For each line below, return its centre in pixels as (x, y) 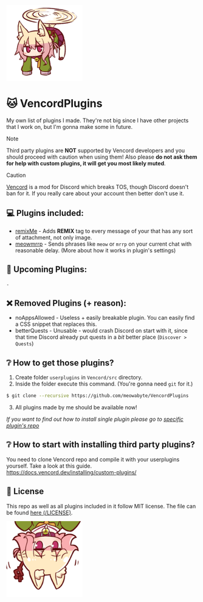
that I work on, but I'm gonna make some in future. (70, 126)
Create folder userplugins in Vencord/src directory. (79, 378)
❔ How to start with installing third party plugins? (101, 445)
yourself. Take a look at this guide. (49, 466)
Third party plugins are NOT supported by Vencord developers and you (96, 150)
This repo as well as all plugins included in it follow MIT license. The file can (101, 506)
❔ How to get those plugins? (60, 363)
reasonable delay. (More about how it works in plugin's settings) (95, 250)
